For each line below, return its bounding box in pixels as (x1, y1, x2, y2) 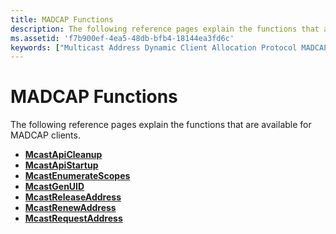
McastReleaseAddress (24, 191, 122, 203)
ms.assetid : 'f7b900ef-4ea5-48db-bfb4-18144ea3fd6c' (10, 33, 235, 43)
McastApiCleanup (24, 149, 103, 161)
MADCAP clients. (10, 129, 81, 141)
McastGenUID (24, 181, 85, 193)
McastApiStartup (24, 159, 99, 171)
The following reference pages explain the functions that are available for (10, 119, 312, 131)
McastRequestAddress (24, 212, 123, 225)
